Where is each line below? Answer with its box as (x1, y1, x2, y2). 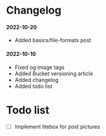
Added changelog (14, 76, 59, 83)
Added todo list (14, 83, 52, 90)
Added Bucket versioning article (14, 69, 94, 77)
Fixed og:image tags (14, 64, 65, 71)
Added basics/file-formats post (14, 37, 92, 44)
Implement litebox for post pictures (14, 123, 101, 130)
